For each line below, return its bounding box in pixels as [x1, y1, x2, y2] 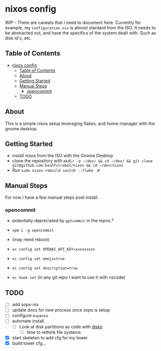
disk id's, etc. [5, 35, 32, 41]
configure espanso [12, 312, 49, 318]
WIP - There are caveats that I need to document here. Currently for [5, 20, 141, 25]
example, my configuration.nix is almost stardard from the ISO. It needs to [5, 24, 156, 30]
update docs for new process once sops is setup [12, 307, 110, 313]
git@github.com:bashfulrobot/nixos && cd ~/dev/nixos [12, 163, 124, 168]
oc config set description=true [12, 266, 78, 271]
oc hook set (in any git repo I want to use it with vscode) [12, 274, 125, 280]
